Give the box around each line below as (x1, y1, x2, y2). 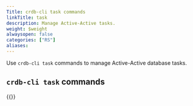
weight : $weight (6, 25, 47, 32)
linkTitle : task (6, 15, 47, 21)
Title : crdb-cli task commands (6, 8, 86, 15)
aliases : (6, 43, 29, 49)
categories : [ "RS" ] (6, 37, 56, 43)
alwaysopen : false (6, 31, 53, 38)
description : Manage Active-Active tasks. (6, 20, 116, 26)
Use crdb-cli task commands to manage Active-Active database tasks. (6, 59, 188, 67)
